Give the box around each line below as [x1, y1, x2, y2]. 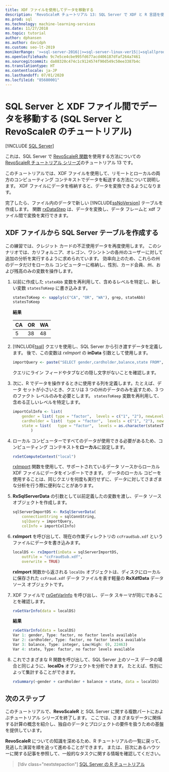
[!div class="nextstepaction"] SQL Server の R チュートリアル [17, 761, 145, 767]
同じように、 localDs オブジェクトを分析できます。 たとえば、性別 [21, 662, 158, 669]
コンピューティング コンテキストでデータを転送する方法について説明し [14, 177, 160, 183]
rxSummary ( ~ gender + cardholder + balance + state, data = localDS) [12, 679, 159, 684]
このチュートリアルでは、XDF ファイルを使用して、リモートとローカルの [5, 170, 156, 176]
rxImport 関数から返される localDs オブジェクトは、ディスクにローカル [12, 569, 161, 575]
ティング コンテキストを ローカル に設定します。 [30, 444, 128, 450]
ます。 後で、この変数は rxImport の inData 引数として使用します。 [12, 350, 151, 356]
